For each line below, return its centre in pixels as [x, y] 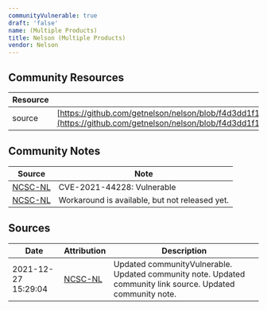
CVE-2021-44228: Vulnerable [117, 187]
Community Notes [54, 151]
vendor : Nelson [33, 45]
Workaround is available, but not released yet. [143, 200]
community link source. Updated [174, 284]
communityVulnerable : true [53, 15]
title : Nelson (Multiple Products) [67, 38]
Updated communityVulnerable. [173, 264]
